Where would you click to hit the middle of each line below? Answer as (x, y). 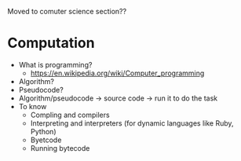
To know (33, 106)
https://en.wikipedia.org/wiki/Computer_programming (117, 73)
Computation (51, 43)
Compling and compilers (70, 115)
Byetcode (46, 140)
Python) (43, 131)
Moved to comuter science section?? (67, 11)
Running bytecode (60, 148)
